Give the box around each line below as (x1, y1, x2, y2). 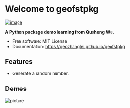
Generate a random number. (12, 71, 69, 76)
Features (5, 57, 33, 66)
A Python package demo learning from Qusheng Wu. (5, 29, 114, 35)
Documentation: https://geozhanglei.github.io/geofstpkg (12, 43, 125, 49)
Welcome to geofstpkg (5, 3, 99, 15)
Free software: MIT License (12, 38, 67, 44)
